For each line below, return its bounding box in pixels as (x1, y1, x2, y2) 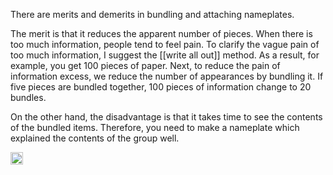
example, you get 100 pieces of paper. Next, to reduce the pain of (10, 60, 281, 71)
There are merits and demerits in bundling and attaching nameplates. (10, 9, 295, 20)
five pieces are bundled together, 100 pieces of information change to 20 (10, 81, 312, 93)
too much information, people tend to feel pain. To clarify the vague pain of (10, 39, 320, 50)
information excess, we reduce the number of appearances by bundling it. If (10, 70, 324, 82)
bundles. (10, 92, 47, 103)
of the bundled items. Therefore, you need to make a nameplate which (10, 122, 300, 133)
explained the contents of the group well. (10, 132, 180, 144)
